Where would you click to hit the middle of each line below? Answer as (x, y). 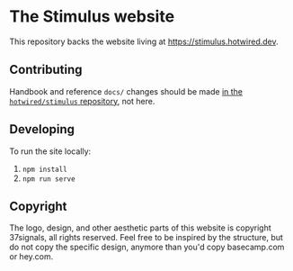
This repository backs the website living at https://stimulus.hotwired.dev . (144, 41)
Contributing (46, 70)
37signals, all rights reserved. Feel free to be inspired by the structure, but (146, 238)
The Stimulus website (92, 17)
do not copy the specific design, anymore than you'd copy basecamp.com (147, 247)
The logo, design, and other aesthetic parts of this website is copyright (140, 228)
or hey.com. (31, 257)
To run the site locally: (50, 151)
